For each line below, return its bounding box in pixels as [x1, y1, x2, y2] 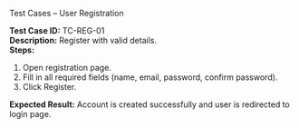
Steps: [9, 44, 34, 55]
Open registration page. [22, 63, 111, 73]
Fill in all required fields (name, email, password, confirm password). [22, 72, 278, 83]
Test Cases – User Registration [9, 8, 124, 18]
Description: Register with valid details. [9, 35, 157, 45]
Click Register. [22, 82, 77, 92]
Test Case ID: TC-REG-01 [9, 25, 105, 35]
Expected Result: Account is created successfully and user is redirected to [9, 99, 290, 110]
